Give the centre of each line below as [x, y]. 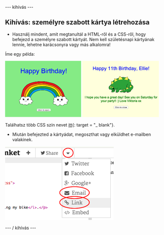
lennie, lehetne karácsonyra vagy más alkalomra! [61, 44]
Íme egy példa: [20, 54]
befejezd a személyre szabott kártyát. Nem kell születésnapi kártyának [83, 39]
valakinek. [22, 139]
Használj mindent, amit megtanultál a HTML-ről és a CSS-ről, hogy [79, 34]
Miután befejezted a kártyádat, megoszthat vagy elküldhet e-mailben [82, 134]
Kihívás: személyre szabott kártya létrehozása [77, 22]
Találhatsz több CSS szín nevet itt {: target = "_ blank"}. [60, 125]
